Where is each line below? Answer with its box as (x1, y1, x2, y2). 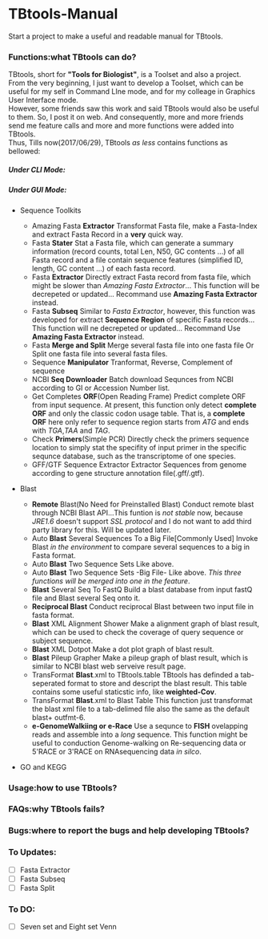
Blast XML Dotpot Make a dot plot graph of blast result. (31, 644, 214, 654)
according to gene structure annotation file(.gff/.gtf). (31, 468, 205, 478)
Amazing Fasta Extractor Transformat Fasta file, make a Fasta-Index (31, 221, 258, 230)
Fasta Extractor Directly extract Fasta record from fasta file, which (31, 272, 251, 282)
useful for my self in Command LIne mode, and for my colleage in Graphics (8, 87, 256, 96)
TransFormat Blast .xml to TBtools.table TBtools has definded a (31, 669, 239, 679)
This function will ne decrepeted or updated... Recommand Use (31, 323, 242, 333)
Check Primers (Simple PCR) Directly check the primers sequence (31, 434, 250, 444)
